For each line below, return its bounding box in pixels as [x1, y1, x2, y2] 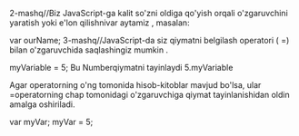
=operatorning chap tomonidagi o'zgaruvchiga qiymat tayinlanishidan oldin [9, 90, 290, 100]
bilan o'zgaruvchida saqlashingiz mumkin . [9, 44, 169, 55]
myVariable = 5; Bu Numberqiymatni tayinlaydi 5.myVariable [9, 63, 234, 73]
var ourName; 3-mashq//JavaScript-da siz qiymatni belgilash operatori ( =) [9, 35, 290, 45]
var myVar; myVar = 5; [9, 117, 94, 127]
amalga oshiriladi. [9, 99, 75, 110]
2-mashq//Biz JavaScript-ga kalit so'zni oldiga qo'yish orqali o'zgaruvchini [9, 8, 288, 18]
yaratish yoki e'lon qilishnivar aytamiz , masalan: [9, 17, 190, 28]
